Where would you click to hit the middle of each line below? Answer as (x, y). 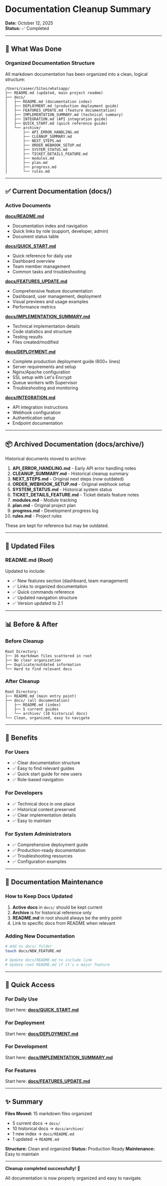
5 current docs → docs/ (36, 1123)
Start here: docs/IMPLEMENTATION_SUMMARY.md (59, 1057)
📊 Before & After (32, 624)
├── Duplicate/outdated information (43, 665)
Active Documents (28, 205)
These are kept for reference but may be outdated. (57, 526)
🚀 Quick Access (30, 985)
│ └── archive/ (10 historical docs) (46, 713)
